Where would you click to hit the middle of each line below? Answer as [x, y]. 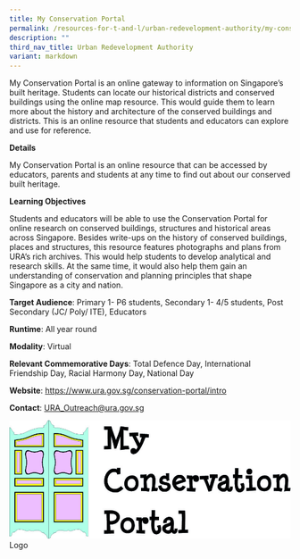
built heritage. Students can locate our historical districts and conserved [142, 93]
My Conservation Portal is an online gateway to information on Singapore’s [146, 83]
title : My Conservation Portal [67, 19]
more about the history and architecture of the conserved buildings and [141, 112]
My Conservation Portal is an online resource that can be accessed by [138, 165]
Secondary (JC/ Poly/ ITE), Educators [78, 312]
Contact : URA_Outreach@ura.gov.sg [77, 408]
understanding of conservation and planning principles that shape [131, 276]
